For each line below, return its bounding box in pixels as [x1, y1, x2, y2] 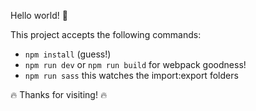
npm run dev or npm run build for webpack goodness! [24, 59, 247, 70]
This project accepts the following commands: [10, 29, 202, 40]
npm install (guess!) [24, 48, 112, 60]
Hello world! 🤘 [10, 10, 68, 21]
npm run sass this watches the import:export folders [24, 70, 239, 81]
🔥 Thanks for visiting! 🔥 [10, 89, 108, 100]
